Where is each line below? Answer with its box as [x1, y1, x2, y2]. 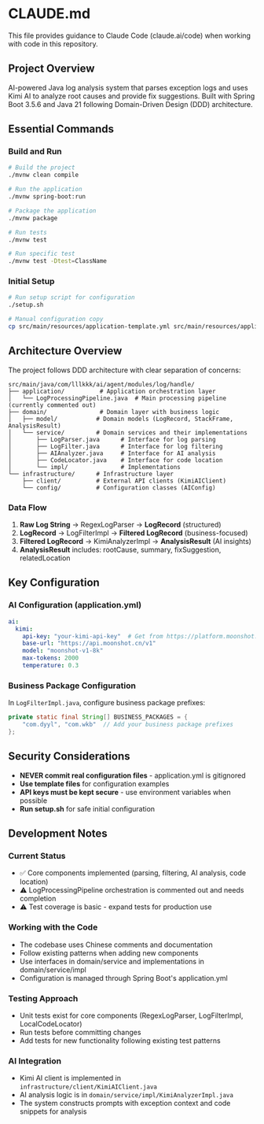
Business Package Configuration [8, 680, 136, 691]
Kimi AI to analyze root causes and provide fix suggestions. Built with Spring [8, 91, 255, 101]
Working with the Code [8, 922, 98, 933]
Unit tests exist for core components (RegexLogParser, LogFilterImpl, [19, 1011, 244, 1020]
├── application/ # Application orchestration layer [8, 387, 216, 395]
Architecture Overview [8, 344, 123, 358]
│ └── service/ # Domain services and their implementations [8, 428, 247, 437]
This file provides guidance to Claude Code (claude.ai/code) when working [8, 31, 251, 40]
